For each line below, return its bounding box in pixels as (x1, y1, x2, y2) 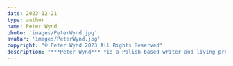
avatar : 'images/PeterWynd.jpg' (7, 36, 101, 43)
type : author (7, 16, 45, 23)
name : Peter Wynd (7, 23, 58, 30)
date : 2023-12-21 (7, 10, 58, 17)
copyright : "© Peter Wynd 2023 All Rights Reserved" (7, 42, 163, 49)
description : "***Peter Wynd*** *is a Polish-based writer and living (7, 49, 216, 56)
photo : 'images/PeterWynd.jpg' (7, 29, 98, 36)
